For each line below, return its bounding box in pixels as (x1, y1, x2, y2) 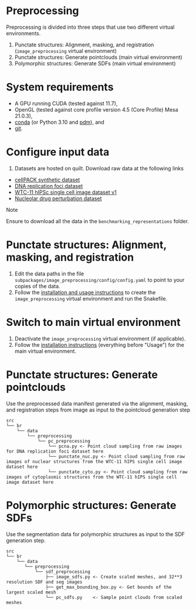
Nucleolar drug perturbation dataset (14, 195, 102, 202)
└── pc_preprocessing (37, 438, 91, 444)
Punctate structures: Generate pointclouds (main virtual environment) (14, 53, 183, 60)
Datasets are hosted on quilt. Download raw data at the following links (14, 164, 184, 171)
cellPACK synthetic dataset (14, 176, 80, 183)
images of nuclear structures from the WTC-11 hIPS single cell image (6, 459, 183, 464)
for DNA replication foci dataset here (6, 448, 104, 454)
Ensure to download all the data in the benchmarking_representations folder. (6, 217, 190, 224)
